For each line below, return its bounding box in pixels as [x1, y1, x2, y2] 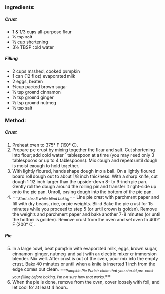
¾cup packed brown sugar [12, 83, 67, 90]
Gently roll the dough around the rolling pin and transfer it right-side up [12, 184, 157, 189]
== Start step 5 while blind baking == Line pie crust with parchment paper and [12, 194, 159, 201]
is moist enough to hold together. [12, 162, 80, 169]
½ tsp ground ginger [12, 94, 54, 100]
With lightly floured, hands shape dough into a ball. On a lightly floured [12, 168, 156, 174]
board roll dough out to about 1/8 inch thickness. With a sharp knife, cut [12, 173, 158, 179]
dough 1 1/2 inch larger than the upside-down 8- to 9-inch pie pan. [12, 178, 148, 184]
